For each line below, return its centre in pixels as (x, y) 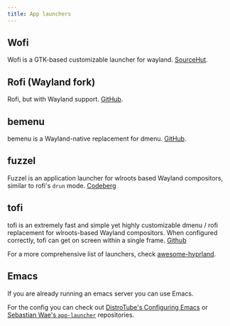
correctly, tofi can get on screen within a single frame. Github (97, 240)
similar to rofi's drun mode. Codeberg (62, 185)
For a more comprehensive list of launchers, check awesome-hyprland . (112, 254)
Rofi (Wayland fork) (51, 82)
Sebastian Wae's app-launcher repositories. (71, 315)
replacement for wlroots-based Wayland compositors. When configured (113, 232)
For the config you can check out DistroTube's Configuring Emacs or (108, 307)
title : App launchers (39, 14)
